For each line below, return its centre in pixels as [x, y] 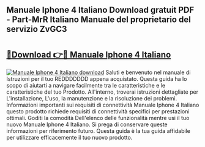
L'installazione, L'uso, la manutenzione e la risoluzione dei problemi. [92, 98]
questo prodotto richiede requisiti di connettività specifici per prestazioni [98, 111]
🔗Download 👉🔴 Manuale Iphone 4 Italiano [89, 55]
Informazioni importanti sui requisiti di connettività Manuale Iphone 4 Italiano [103, 105]
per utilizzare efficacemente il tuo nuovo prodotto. [69, 138]
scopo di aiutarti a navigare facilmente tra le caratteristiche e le [86, 85]
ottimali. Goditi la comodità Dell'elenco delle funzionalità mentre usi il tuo [98, 118]
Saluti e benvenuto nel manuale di [148, 72]
